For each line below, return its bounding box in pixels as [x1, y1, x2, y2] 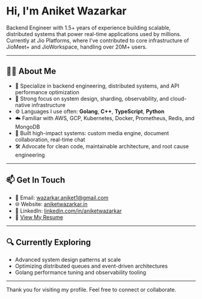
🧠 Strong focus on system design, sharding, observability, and [14, 95, 170, 102]
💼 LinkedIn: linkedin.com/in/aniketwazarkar [14, 207, 122, 214]
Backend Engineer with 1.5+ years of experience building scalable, [6, 24, 171, 31]
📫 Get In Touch [6, 175, 66, 186]
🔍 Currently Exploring [6, 237, 91, 247]
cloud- [170, 95, 187, 102]
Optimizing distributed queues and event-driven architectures [14, 262, 168, 270]
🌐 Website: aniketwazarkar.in [14, 200, 88, 208]
